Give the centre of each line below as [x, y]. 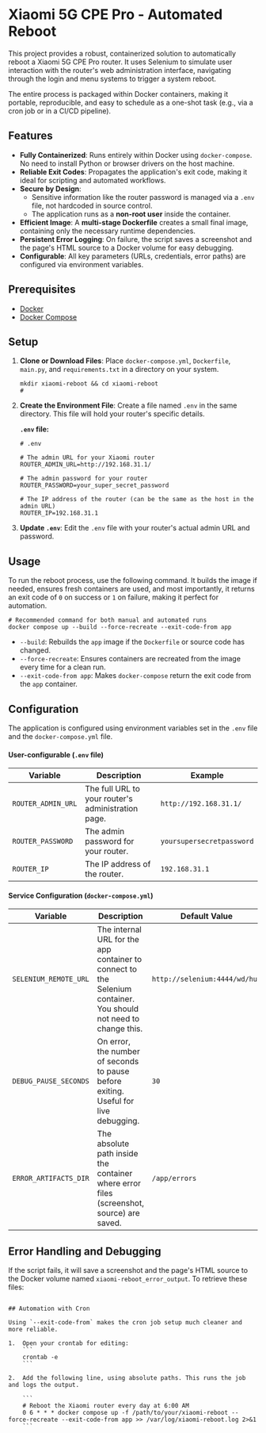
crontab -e [40, 1358]
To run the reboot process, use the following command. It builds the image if [133, 580]
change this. [120, 1029]
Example [207, 776]
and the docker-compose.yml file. [61, 736]
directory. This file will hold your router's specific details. [112, 414]
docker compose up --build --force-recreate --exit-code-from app [120, 627]
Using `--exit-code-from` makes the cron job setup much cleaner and [125, 1323]
